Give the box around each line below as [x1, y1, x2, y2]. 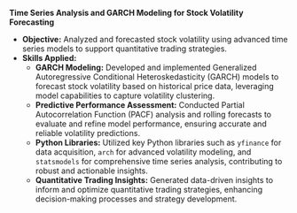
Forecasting [9, 17, 55, 27]
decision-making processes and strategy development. [35, 194, 238, 204]
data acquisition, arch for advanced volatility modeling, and [35, 147, 252, 157]
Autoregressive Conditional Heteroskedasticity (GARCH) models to [35, 72, 279, 82]
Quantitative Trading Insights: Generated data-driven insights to [35, 175, 273, 185]
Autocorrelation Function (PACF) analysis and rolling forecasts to [35, 110, 272, 119]
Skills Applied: [21, 53, 77, 63]
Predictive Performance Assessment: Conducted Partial [35, 100, 246, 110]
